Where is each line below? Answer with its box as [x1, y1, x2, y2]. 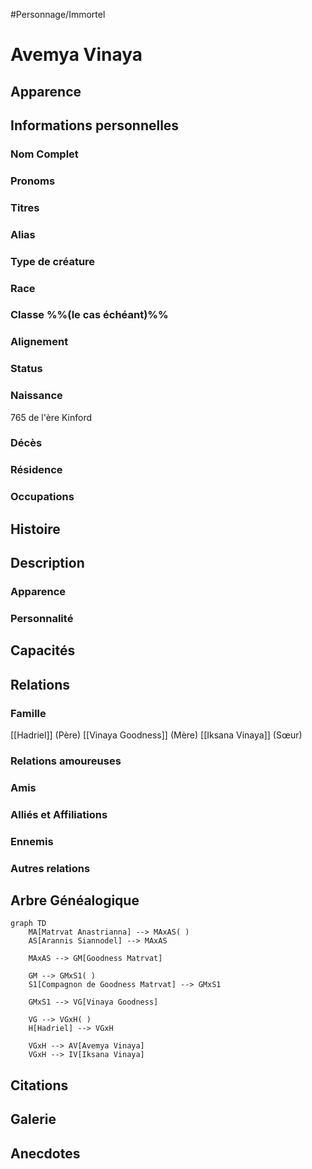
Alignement [10, 335, 69, 349]
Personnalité [10, 611, 74, 625]
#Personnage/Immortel [10, 9, 106, 20]
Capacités [10, 642, 76, 659]
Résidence [10, 463, 63, 477]
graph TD [10, 919, 47, 929]
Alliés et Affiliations [10, 807, 108, 821]
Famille [10, 706, 47, 720]
